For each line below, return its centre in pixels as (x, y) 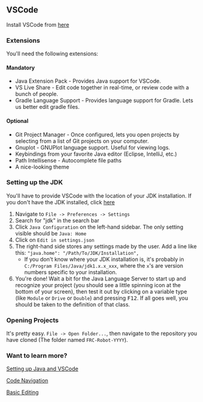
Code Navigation (27, 381)
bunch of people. (36, 94)
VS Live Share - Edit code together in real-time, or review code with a (102, 88)
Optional (17, 120)
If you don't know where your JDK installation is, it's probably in (104, 259)
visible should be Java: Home (51, 233)
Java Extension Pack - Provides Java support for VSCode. (88, 81)
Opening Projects (33, 320)
